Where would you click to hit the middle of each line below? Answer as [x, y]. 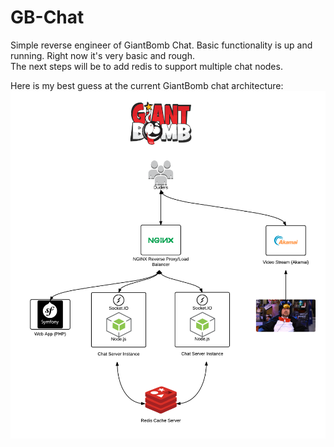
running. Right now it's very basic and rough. [102, 55]
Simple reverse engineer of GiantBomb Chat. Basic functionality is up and [161, 45]
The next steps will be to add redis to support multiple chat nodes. [146, 66]
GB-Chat [47, 17]
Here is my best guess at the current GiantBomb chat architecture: [147, 85]
